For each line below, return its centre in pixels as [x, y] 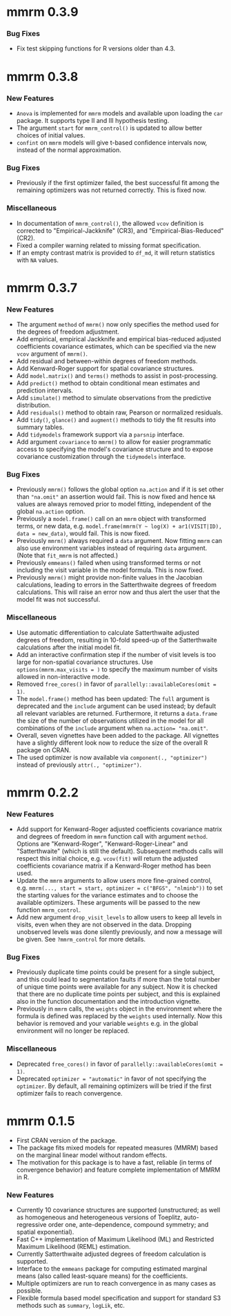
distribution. [33, 406]
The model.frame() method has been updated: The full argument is [113, 698]
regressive [31, 1224]
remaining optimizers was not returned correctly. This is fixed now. [111, 190]
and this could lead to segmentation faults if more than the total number [118, 980]
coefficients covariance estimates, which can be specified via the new [116, 347]
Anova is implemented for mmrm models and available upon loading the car [120, 113]
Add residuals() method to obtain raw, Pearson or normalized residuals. [120, 412]
